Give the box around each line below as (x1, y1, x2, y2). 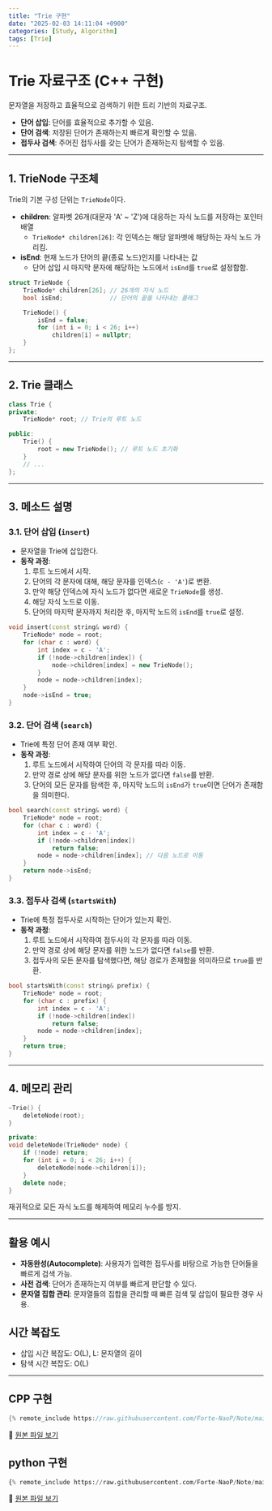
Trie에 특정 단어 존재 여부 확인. (19, 739, 117, 749)
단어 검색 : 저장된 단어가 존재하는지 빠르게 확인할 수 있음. (19, 127, 197, 138)
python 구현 (8, 1456, 68, 1470)
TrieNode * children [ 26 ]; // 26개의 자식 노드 (23, 286, 169, 295)
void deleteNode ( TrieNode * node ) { (8, 1141, 129, 1149)
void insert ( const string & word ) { (8, 623, 129, 631)
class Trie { (8, 400, 53, 408)
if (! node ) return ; (23, 1149, 89, 1157)
